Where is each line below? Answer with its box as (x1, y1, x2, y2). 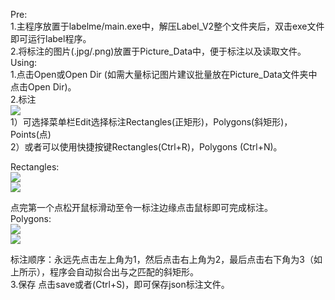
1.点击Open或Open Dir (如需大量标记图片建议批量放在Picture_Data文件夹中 (10, 69, 318, 80)
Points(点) (10, 129, 52, 140)
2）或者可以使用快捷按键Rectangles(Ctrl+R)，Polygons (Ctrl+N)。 (10, 141, 283, 153)
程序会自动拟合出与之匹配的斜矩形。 (49, 266, 199, 278)
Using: (10, 57, 38, 68)
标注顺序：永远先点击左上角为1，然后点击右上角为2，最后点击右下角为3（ (10, 254, 314, 265)
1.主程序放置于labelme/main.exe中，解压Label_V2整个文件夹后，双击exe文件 (10, 20, 325, 32)
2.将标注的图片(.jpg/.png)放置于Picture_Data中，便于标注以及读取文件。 (10, 45, 307, 57)
